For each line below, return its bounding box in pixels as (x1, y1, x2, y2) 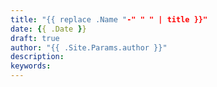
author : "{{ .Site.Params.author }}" (10, 42, 168, 53)
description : (10, 52, 65, 62)
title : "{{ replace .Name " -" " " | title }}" (10, 14, 208, 25)
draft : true (10, 33, 60, 43)
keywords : (10, 61, 52, 71)
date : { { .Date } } (10, 24, 87, 34)
